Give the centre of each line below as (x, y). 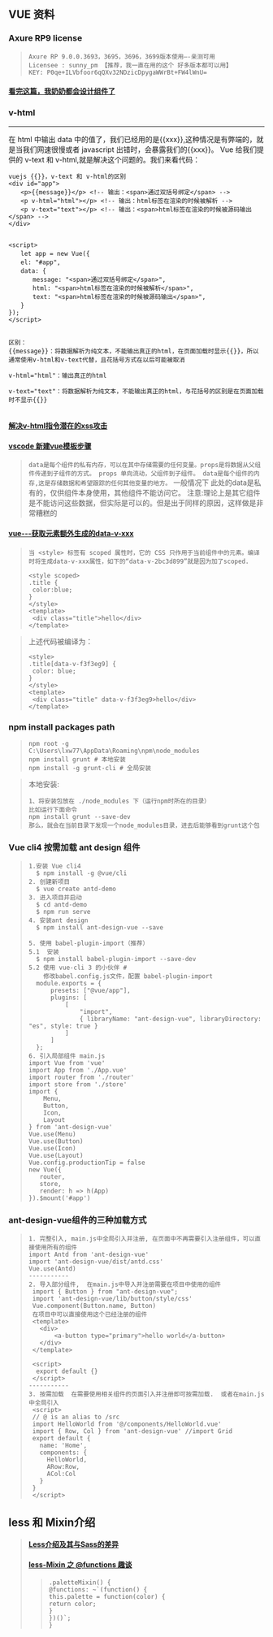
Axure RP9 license (45, 38)
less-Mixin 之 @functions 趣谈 (80, 1565)
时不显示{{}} (28, 400)
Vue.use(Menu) (52, 1135)
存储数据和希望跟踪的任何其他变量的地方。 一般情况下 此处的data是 (152, 483)
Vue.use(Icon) (52, 1149)
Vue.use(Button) (56, 1141)
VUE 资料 (32, 15)
